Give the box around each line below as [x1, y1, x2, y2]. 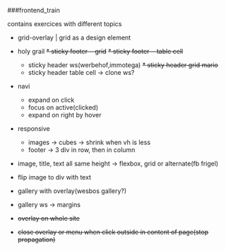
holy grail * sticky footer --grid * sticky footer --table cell [17, 47, 184, 55]
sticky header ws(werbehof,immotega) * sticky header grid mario [28, 61, 219, 69]
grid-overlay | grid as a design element [17, 33, 131, 42]
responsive [17, 124, 51, 133]
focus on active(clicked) [28, 103, 99, 112]
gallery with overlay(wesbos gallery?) [17, 187, 127, 195]
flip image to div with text [17, 173, 92, 181]
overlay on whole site [17, 214, 80, 222]
